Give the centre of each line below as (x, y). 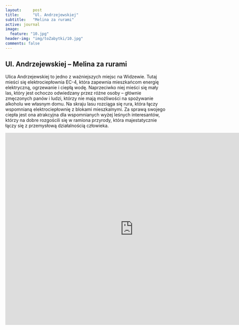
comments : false (22, 44)
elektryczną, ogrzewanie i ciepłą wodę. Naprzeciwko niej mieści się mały (82, 87)
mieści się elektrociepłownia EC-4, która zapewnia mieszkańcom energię (82, 82)
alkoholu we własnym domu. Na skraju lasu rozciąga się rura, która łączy (82, 104)
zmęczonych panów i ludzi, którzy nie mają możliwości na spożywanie (79, 98)
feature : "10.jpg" (30, 34)
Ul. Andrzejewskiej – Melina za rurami (66, 64)
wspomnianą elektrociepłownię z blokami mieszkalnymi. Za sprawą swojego (86, 109)
